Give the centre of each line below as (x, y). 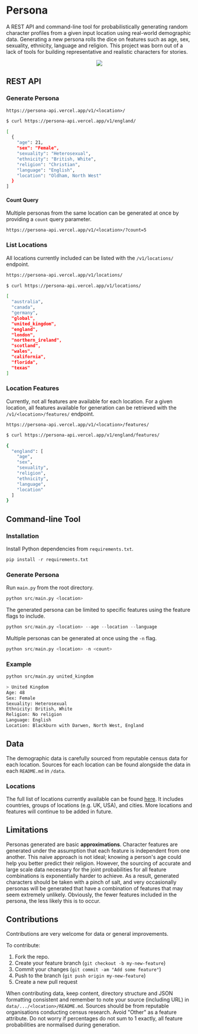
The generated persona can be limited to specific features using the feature (98, 610)
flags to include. (26, 616)
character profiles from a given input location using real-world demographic (98, 33)
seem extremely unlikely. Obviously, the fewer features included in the (92, 894)
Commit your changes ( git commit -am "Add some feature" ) (88, 969)
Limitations (27, 830)
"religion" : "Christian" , (49, 164)
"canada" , (23, 307)
